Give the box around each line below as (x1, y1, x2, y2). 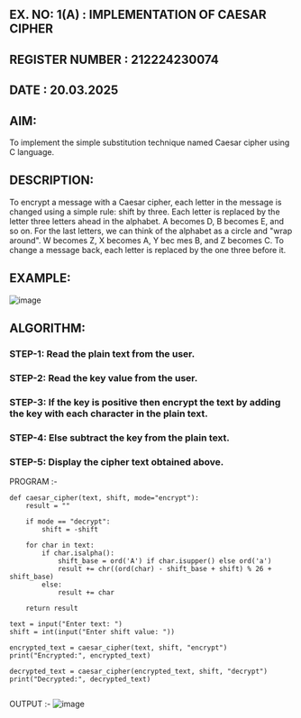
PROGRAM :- (9, 476, 58, 486)
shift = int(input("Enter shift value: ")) (9, 627, 176, 636)
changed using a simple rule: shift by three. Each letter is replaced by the (9, 206, 281, 217)
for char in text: (25, 541, 95, 550)
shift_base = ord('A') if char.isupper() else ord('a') (57, 556, 272, 566)
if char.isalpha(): (41, 549, 115, 558)
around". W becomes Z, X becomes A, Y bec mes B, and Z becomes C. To (9, 234, 284, 246)
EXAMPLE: (9, 270, 71, 286)
